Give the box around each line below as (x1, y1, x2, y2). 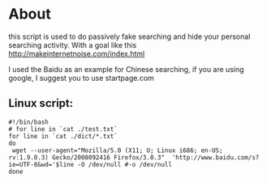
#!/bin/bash (8, 118, 49, 126)
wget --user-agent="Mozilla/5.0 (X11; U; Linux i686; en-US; (11, 146, 223, 154)
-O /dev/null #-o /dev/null (77, 160, 173, 168)
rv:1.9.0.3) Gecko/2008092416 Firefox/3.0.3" (8, 153, 165, 162)
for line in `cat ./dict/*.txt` (8, 132, 118, 140)
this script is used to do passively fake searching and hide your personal (8, 32, 251, 41)
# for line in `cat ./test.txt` (8, 125, 118, 133)
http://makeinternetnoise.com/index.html (8, 49, 145, 58)
